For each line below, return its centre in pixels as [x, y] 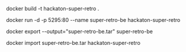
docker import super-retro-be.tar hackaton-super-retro [73, 43]
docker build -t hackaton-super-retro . [53, 9]
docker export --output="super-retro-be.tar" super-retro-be [79, 31]
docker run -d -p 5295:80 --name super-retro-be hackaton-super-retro [93, 20]
